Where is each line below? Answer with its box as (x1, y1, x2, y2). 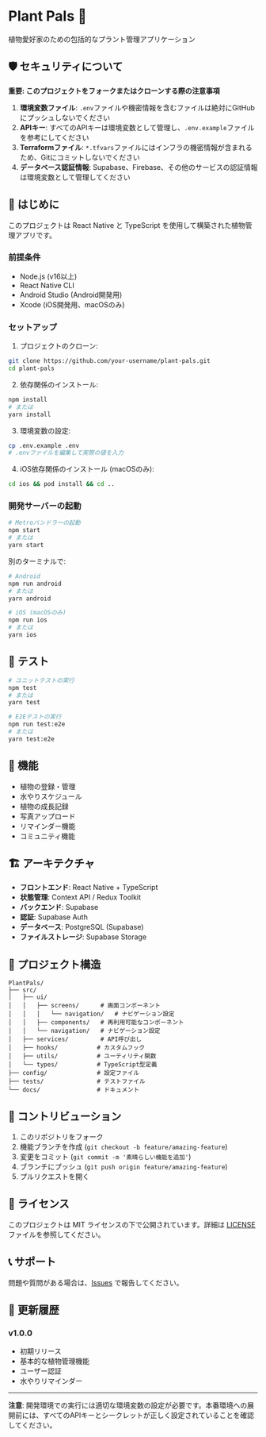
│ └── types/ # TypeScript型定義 (8, 1061, 158, 1069)
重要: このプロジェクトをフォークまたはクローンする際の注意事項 (8, 86, 220, 95)
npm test (8, 684, 37, 692)
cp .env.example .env (8, 441, 80, 449)
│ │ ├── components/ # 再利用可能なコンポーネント (8, 1019, 184, 1027)
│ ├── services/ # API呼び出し (8, 1035, 142, 1043)
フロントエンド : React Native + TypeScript (19, 883, 158, 892)
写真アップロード (19, 811, 76, 821)
